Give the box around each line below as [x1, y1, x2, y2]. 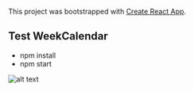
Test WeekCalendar [8, 29, 109, 43]
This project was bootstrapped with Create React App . [8, 7, 187, 16]
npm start [19, 59, 52, 68]
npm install [19, 51, 56, 60]
